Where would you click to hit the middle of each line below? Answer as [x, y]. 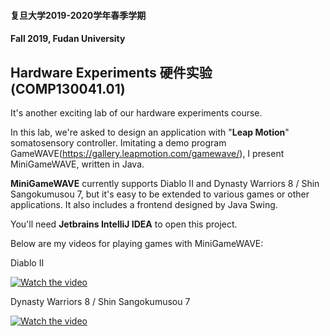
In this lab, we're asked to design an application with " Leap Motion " [150, 132]
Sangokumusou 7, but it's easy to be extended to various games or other [160, 194]
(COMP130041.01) [68, 88]
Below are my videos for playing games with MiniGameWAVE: [137, 243]
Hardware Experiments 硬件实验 [111, 72]
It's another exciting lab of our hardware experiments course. [136, 113]
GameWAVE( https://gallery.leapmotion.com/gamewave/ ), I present [147, 153]
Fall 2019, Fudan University [68, 39]
